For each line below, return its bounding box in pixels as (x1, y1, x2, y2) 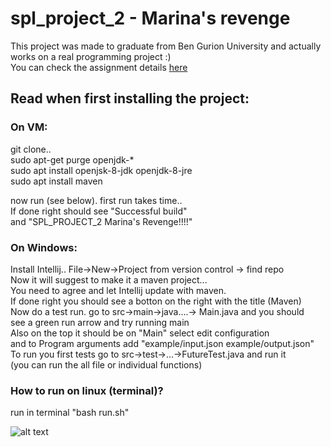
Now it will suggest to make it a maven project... (10, 273, 208, 286)
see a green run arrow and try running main (10, 316, 190, 328)
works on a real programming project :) (10, 50, 172, 62)
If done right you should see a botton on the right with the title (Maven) (10, 295, 302, 307)
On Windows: (10, 240, 78, 254)
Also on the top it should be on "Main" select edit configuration (10, 327, 270, 339)
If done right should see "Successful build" (10, 205, 188, 217)
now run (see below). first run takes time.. (10, 194, 183, 206)
